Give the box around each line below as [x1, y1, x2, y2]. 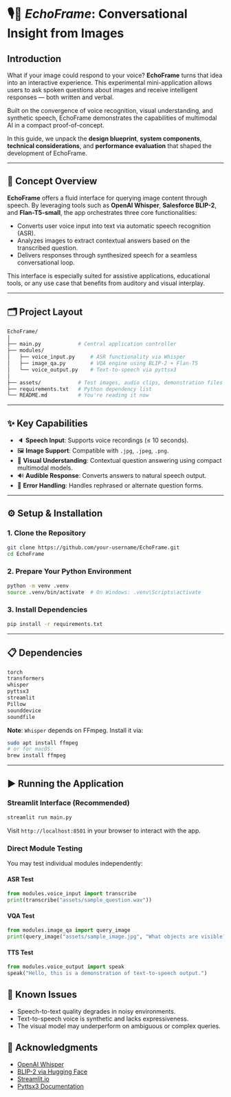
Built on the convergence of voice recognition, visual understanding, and [7, 107, 213, 114]
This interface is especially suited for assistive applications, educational [7, 271, 210, 280]
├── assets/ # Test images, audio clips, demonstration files [7, 379, 223, 386]
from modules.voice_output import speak [7, 963, 125, 970]
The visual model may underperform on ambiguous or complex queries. [16, 1021, 221, 1030]
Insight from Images [7, 25, 124, 41]
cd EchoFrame [7, 550, 45, 557]
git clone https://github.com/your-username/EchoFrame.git [7, 544, 180, 551]
